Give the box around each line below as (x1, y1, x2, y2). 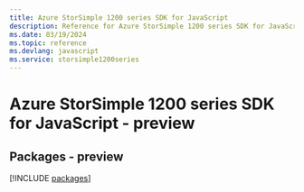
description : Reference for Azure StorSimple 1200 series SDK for (9, 22, 265, 31)
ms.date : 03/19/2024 (9, 30, 88, 39)
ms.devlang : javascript (9, 47, 100, 56)
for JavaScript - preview (9, 114, 195, 133)
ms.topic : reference (9, 38, 88, 48)
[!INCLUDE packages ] (9, 173, 91, 183)
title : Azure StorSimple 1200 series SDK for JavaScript (9, 13, 229, 23)
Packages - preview (9, 149, 124, 164)
